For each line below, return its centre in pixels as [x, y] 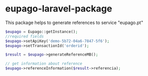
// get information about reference [44, 64]
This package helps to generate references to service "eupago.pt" [74, 22]
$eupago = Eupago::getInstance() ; [42, 31]
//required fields [24, 36]
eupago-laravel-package [59, 9]
